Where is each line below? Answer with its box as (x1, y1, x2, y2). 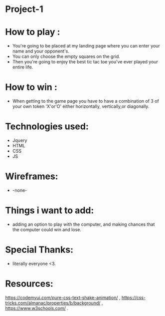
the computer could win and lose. (12, 226, 81, 233)
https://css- (121, 295, 146, 301)
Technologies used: (5, 121, 89, 132)
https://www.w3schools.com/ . (5, 305, 68, 311)
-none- (12, 187, 27, 193)
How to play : (5, 26, 60, 38)
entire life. (12, 64, 33, 70)
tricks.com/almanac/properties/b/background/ (5, 300, 101, 306)
